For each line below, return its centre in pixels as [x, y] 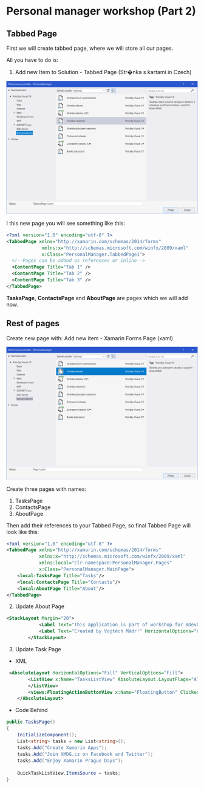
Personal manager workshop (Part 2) [101, 11]
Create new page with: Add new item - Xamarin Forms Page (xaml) [90, 338]
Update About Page [40, 606]
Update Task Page [38, 649]
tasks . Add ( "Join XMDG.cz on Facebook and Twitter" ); [85, 754]
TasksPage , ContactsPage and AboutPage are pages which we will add [97, 298]
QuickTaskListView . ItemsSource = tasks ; [69, 773]
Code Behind [31, 710]
